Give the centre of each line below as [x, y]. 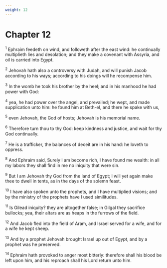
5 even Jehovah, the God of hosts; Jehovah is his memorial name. [73, 117]
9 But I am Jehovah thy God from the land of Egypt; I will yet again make [79, 175]
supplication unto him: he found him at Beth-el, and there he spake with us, [82, 107]
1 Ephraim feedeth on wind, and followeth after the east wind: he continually [83, 49]
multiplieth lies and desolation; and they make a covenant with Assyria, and [82, 54]
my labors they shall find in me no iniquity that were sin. [62, 165]
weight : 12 [16, 10]
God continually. [22, 133]
